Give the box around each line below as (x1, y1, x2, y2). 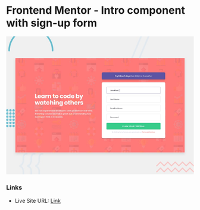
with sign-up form (6, 16, 97, 30)
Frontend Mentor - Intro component (6, 4, 186, 17)
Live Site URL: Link (14, 197, 61, 204)
